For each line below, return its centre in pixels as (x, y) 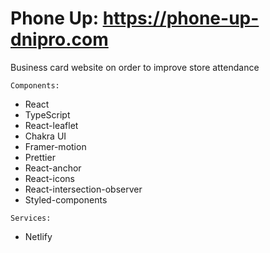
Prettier (40, 157)
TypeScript (47, 114)
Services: (31, 218)
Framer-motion (55, 146)
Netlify (38, 236)
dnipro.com (59, 39)
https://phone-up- (181, 18)
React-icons (49, 178)
